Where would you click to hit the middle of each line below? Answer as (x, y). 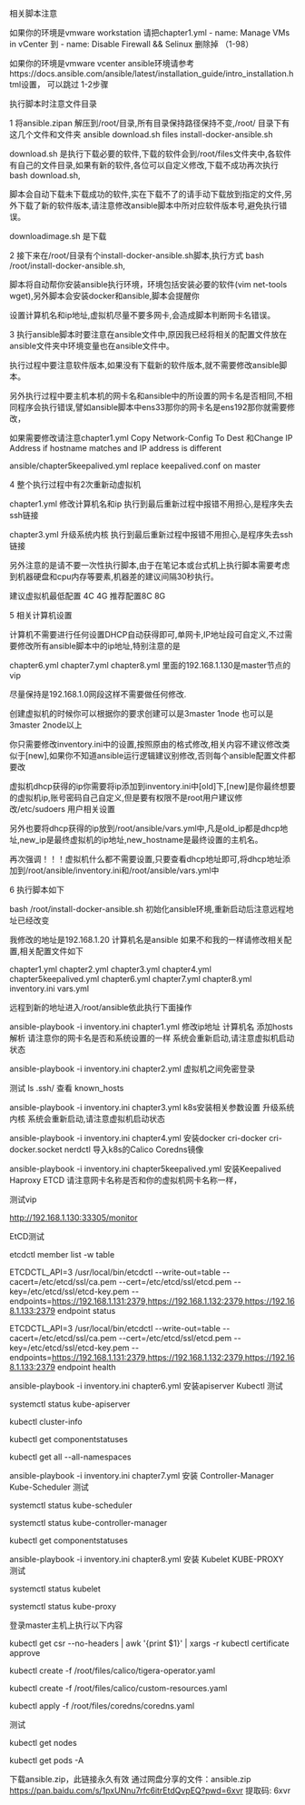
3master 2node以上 (46, 725)
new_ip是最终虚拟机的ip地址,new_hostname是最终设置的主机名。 (141, 840)
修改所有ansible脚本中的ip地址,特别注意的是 (99, 646)
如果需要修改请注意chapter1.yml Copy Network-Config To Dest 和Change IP (151, 438)
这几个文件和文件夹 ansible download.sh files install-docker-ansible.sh (141, 134)
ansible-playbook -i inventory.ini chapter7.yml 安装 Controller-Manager (142, 1475)
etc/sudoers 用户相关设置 (68, 809)
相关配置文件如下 (52, 951)
